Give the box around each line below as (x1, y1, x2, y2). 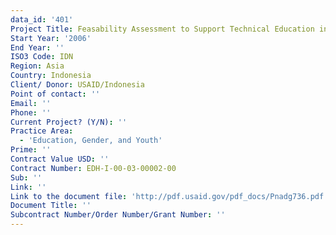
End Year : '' (10, 42, 65, 53)
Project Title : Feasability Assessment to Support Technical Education (10, 24, 315, 34)
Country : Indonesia (10, 71, 92, 81)
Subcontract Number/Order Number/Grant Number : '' (10, 210, 226, 220)
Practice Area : (10, 126, 74, 136)
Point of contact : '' (10, 89, 101, 99)
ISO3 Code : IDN (10, 52, 74, 62)
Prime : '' (10, 145, 52, 155)
